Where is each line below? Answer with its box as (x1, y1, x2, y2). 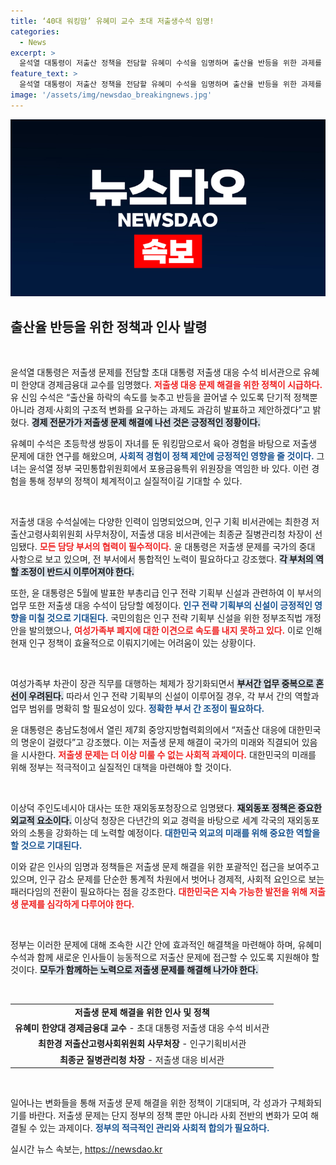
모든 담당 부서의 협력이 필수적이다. (39, 541, 172, 553)
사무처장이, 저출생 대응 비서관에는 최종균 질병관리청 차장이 (84, 528, 313, 540)
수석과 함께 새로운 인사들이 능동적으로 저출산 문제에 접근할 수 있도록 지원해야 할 (10, 951, 320, 964)
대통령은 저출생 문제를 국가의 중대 (184, 541, 316, 553)
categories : (10, 26, 60, 37)
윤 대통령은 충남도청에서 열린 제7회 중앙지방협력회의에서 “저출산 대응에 (10, 724, 287, 736)
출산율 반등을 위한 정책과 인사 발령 (10, 318, 208, 335)
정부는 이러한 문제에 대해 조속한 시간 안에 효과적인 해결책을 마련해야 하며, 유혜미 (10, 939, 323, 951)
